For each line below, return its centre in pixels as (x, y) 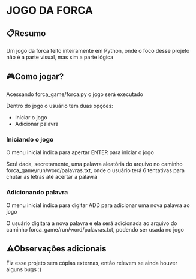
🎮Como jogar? (35, 76)
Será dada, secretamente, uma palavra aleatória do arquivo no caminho (94, 164)
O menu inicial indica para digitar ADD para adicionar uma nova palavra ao (98, 205)
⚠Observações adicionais (56, 249)
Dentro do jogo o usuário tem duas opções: (60, 106)
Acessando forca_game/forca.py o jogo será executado (75, 94)
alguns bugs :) (24, 269)
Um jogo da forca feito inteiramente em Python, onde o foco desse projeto (98, 51)
